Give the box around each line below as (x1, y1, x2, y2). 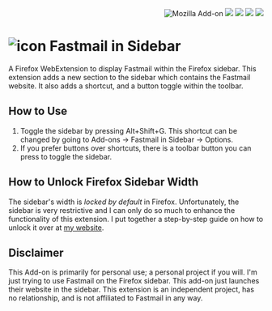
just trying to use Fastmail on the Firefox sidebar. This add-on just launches (8, 276, 260, 286)
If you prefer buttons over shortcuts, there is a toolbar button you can (19, 143, 252, 153)
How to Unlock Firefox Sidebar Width (8, 175, 199, 190)
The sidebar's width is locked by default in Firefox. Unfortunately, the (8, 197, 240, 207)
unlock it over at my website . (8, 223, 104, 232)
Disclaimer (8, 245, 64, 259)
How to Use (8, 104, 68, 118)
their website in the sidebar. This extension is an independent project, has (8, 284, 255, 295)
